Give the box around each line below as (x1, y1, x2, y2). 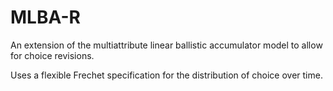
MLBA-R (10, 6, 81, 29)
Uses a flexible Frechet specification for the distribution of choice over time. (10, 69, 323, 81)
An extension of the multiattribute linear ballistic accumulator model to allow (10, 39, 323, 51)
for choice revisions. (10, 49, 95, 61)
